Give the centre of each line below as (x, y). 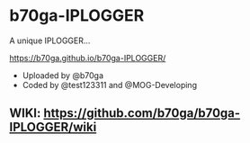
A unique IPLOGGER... (50, 40)
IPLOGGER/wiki (53, 127)
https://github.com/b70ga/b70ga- (142, 113)
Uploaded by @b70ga (62, 75)
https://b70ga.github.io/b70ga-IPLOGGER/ (88, 58)
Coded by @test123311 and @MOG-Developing (110, 85)
